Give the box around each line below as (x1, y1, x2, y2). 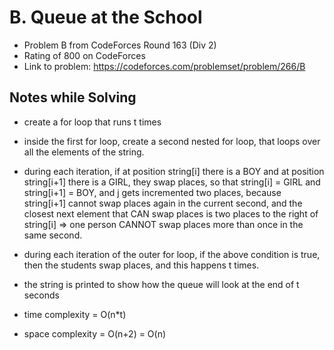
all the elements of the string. (23, 146, 145, 158)
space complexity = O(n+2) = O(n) (23, 327, 167, 340)
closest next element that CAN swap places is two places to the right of (23, 207, 319, 220)
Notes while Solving (9, 89, 137, 106)
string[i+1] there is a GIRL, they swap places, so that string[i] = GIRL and (23, 176, 321, 188)
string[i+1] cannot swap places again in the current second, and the (23, 197, 303, 209)
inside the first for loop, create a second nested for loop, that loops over (23, 135, 321, 147)
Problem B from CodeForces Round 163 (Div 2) (23, 39, 217, 51)
